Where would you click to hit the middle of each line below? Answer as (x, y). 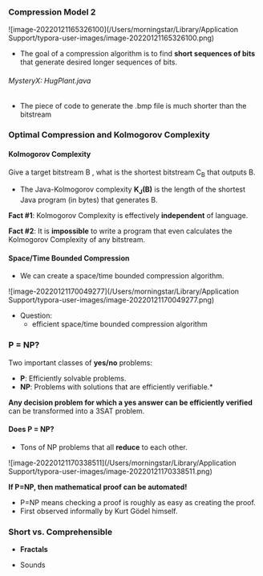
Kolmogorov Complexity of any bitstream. (77, 240)
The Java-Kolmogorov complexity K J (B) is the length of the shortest (133, 190)
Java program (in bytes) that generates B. (89, 200)
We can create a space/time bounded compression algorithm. (122, 276)
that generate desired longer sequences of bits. (99, 62)
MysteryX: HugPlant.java (50, 80)
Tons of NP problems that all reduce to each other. (103, 447)
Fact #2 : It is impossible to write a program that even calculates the (120, 231)
